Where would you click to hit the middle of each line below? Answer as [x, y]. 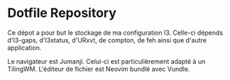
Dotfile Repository [62, 13]
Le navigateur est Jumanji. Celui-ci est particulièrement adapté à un [106, 61]
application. [24, 47]
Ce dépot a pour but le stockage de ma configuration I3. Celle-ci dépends [115, 33]
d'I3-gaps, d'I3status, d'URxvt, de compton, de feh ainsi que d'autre [107, 40]
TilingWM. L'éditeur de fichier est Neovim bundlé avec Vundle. [99, 69]
